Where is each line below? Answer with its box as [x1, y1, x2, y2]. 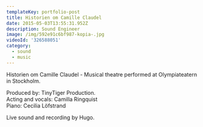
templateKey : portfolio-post [6, 9, 80, 15]
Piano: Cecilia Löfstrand [6, 101, 66, 109]
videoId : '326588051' [6, 37, 61, 43]
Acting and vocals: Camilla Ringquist [6, 95, 98, 103]
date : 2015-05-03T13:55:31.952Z [6, 20, 88, 26]
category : [6, 43, 32, 49]
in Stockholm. [6, 77, 41, 84]
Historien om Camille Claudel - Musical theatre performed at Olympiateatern [6, 70, 198, 78]
